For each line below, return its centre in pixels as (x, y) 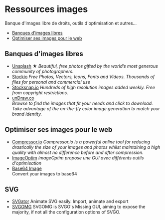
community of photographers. (43, 71)
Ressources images (46, 9)
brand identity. (27, 114)
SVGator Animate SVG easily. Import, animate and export (70, 201)
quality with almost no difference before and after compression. (78, 152)
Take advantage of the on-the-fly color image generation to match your (86, 108)
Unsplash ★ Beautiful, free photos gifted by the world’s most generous (85, 66)
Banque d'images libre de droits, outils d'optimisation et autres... (71, 23)
